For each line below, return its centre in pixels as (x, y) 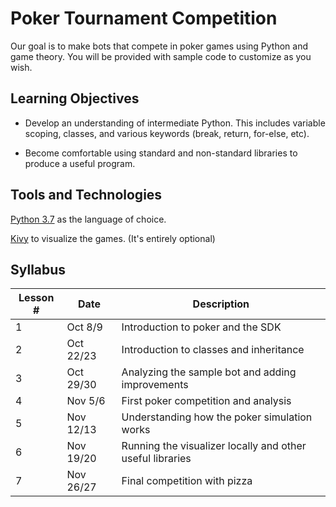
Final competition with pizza (187, 481)
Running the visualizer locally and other (214, 446)
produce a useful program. (80, 163)
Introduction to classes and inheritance (213, 350)
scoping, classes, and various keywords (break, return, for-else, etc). (167, 133)
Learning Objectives (75, 98)
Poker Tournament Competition (144, 18)
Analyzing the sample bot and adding (209, 372)
